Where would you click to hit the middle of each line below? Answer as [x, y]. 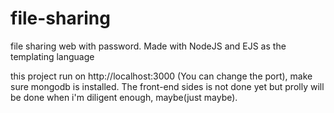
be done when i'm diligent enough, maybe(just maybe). [124, 97]
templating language [52, 56]
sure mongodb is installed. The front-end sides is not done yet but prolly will [167, 86]
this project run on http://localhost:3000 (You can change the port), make [161, 76]
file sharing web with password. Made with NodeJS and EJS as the [148, 46]
